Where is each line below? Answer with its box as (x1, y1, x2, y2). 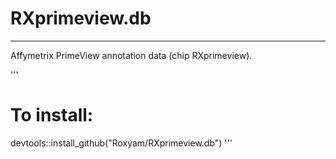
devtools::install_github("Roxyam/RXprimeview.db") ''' (10, 137, 233, 149)
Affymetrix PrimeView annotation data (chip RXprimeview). (10, 49, 253, 61)
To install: (10, 104, 94, 127)
